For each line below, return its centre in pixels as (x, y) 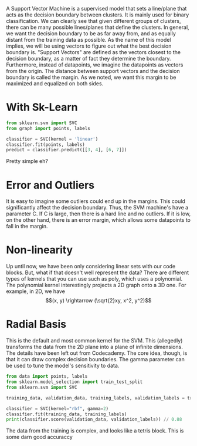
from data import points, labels (47, 377)
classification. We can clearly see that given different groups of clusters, (94, 21)
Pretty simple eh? (27, 161)
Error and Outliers (50, 185)
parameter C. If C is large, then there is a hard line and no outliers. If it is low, (98, 214)
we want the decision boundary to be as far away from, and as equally (91, 34)
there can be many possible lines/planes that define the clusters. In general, (98, 27)
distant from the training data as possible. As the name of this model (89, 40)
